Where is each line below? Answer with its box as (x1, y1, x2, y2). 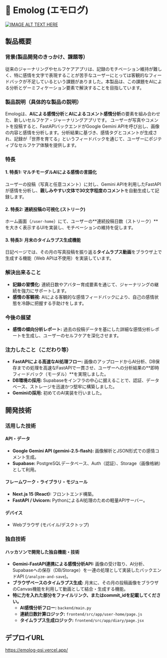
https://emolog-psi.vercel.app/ (5, 647, 68, 653)
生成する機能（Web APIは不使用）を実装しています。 (5, 255, 114, 261)
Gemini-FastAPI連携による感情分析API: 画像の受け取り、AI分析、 (12, 561, 148, 567)
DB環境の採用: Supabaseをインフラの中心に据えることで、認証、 (12, 377, 146, 383)
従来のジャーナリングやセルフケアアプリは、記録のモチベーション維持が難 (5, 66, 158, 72)
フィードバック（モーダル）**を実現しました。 (12, 371, 109, 377)
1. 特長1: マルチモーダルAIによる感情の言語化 (5, 169, 97, 175)
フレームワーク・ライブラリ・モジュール (5, 479, 88, 485)
